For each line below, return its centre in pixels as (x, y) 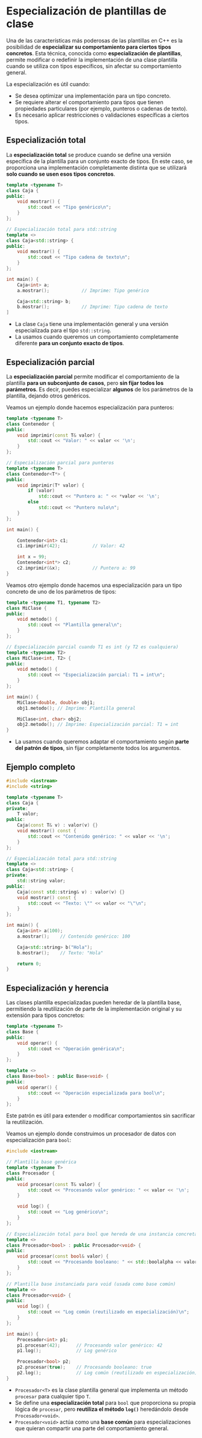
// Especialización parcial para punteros (60, 463)
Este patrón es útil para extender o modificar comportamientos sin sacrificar (101, 1116)
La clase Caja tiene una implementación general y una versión (91, 324)
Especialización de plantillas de (86, 11)
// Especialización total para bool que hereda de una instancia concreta (102, 1234)
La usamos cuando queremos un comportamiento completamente (97, 337)
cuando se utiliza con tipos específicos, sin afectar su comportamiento (94, 66)
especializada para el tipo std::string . (63, 330)
